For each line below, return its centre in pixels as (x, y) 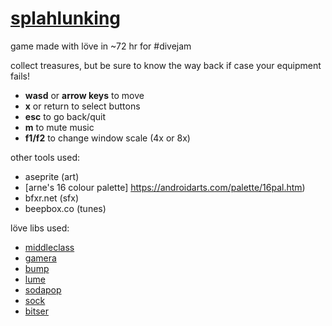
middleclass (49, 247)
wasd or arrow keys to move (84, 95)
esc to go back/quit (65, 116)
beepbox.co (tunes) (65, 208)
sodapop (43, 289)
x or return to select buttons (82, 106)
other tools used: (45, 157)
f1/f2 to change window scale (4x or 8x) (107, 138)
